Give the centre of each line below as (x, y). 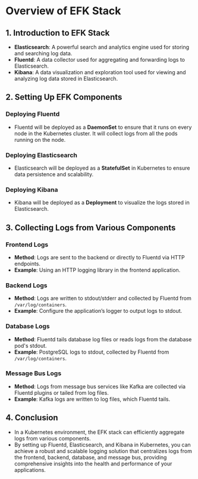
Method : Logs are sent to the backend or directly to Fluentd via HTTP (99, 257)
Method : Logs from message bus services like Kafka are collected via (100, 386)
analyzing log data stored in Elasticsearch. (66, 79)
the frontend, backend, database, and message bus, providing (90, 457)
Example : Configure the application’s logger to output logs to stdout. (98, 311)
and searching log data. (43, 53)
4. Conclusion (32, 418)
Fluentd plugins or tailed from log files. (62, 392)
